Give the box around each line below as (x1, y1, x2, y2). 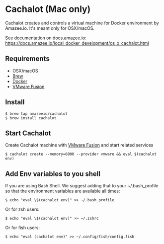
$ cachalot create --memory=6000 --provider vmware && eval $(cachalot (5, 152, 157, 157)
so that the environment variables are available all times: (5, 188, 120, 194)
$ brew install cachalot (5, 115, 57, 120)
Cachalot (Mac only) (5, 3, 91, 15)
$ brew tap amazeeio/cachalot (5, 111, 68, 116)
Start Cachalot (5, 129, 51, 137)
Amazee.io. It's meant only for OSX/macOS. (5, 25, 94, 31)
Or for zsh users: (5, 206, 40, 212)
